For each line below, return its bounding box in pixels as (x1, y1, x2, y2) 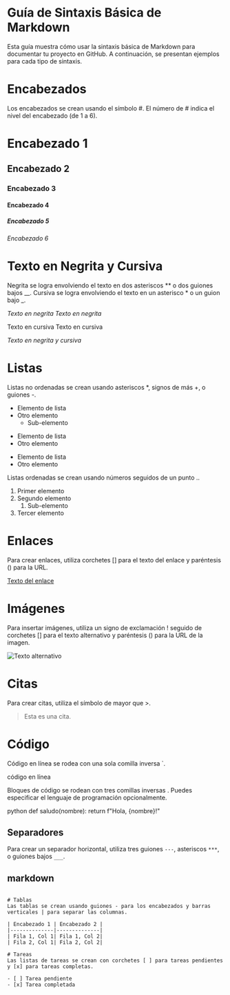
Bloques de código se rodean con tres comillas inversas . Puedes (7, 786, 193, 794)
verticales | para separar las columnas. (7, 909, 128, 916)
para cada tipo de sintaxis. (7, 57, 83, 65)
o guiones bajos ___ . (7, 852, 65, 861)
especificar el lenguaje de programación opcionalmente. (7, 793, 167, 802)
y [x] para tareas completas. (7, 963, 94, 970)
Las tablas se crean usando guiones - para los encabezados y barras (7, 903, 211, 910)
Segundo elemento (17, 494, 72, 502)
